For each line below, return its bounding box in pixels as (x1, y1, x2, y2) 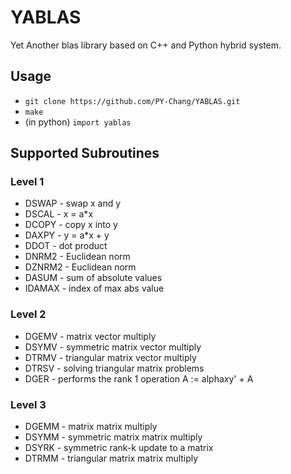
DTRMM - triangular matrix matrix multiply (24, 452, 199, 465)
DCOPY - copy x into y (24, 219, 118, 231)
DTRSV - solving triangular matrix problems (24, 362, 205, 374)
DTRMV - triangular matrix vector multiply (24, 351, 197, 363)
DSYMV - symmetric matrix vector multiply (24, 341, 202, 353)
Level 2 (10, 307, 47, 321)
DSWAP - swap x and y (24, 197, 122, 210)
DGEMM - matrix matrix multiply (24, 421, 158, 433)
